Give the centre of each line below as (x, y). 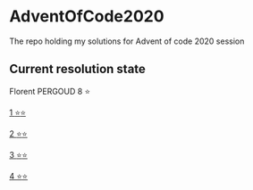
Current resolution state (77, 69)
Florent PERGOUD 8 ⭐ (50, 91)
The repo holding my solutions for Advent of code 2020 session (127, 41)
